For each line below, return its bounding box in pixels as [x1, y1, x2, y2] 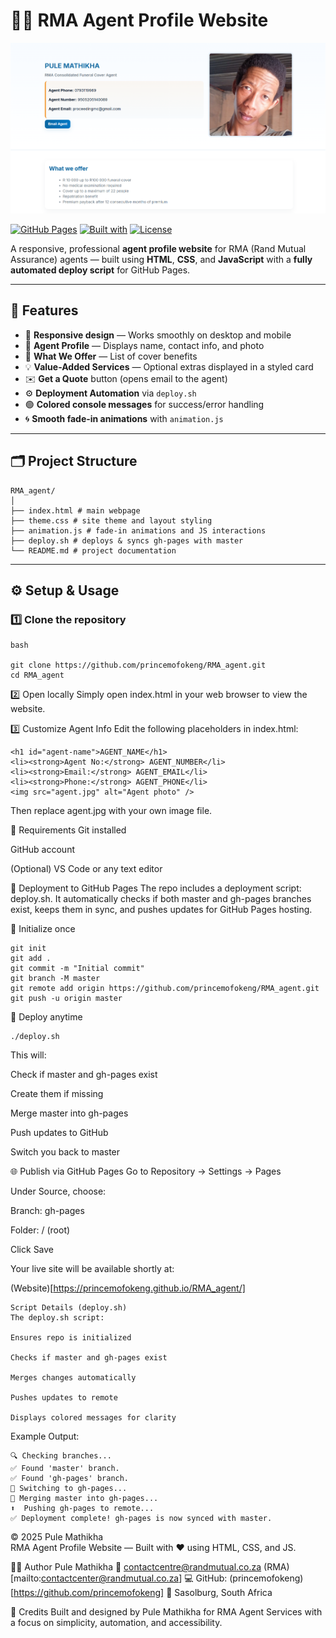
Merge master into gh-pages [10, 1107, 129, 1119]
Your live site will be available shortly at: [10, 1263, 175, 1275]
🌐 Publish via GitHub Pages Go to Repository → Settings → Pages [10, 1165, 282, 1178]
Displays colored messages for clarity [10, 1413, 177, 1423]
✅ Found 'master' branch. [10, 1464, 120, 1474]
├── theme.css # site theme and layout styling [10, 515, 213, 526]
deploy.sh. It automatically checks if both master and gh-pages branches [10, 893, 312, 905]
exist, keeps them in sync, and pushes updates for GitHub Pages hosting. [10, 904, 313, 916]
